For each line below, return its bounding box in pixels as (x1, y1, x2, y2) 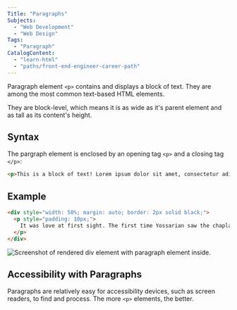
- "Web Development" (13, 23, 74, 30)
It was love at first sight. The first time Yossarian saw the (20, 222, 210, 229)
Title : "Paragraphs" (7, 10, 68, 18)
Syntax (7, 131, 39, 143)
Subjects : (7, 17, 37, 24)
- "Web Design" (13, 30, 59, 37)
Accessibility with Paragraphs (7, 268, 142, 280)
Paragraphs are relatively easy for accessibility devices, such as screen (7, 287, 215, 296)
